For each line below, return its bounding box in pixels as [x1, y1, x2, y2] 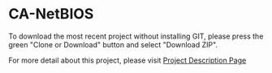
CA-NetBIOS [8, 5, 94, 23]
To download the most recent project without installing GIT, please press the [8, 31, 264, 41]
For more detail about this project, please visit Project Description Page [8, 55, 247, 65]
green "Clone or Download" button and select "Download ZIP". [8, 39, 218, 49]
